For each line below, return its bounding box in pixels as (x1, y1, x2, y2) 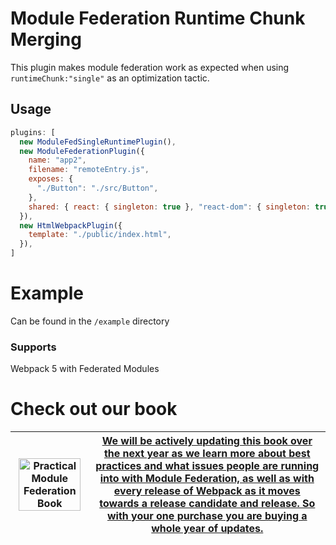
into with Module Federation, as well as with (99, 472, 315, 486)
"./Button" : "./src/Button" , (36, 183, 159, 193)
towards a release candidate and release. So (99, 497, 316, 511)
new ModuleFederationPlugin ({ (19, 146, 145, 156)
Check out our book (10, 398, 178, 421)
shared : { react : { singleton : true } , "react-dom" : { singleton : (28, 202, 311, 212)
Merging (10, 28, 82, 51)
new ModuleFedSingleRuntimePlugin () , (19, 137, 177, 147)
